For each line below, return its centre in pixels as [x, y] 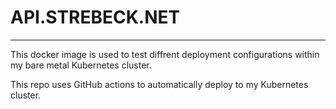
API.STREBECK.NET [95, 17]
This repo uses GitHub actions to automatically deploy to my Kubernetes [159, 84]
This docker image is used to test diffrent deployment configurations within [165, 54]
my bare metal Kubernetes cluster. [81, 65]
